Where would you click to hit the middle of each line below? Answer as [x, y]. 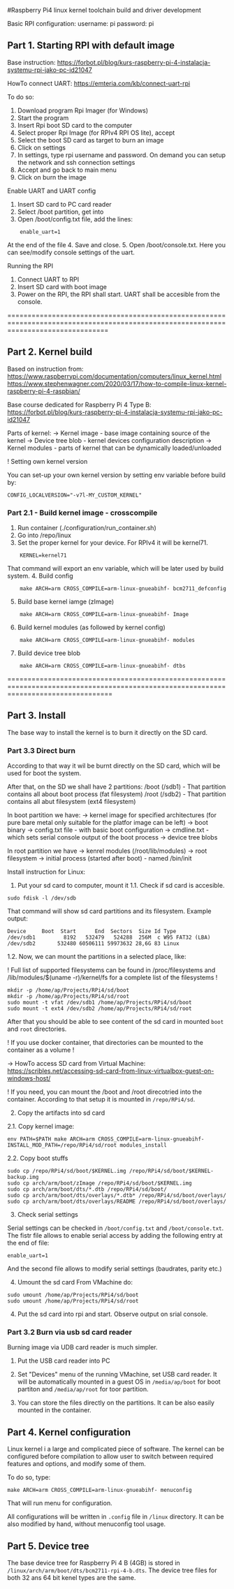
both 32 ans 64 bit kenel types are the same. [72, 1577]
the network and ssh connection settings [76, 162]
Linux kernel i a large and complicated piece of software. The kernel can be [116, 1449]
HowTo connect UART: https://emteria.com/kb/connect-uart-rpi [99, 83]
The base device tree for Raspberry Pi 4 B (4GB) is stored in [94, 1562]
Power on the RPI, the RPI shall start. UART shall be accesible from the [118, 294]
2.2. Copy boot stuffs [38, 1158]
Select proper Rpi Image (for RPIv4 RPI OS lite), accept [96, 133]
